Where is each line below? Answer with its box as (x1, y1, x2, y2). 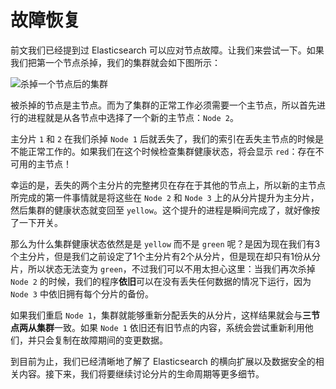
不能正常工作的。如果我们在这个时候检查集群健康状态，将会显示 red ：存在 (10, 145, 316, 157)
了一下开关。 (10, 216, 63, 228)
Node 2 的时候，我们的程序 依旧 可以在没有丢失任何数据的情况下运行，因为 (10, 275, 312, 287)
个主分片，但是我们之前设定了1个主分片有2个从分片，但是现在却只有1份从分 (10, 250, 321, 262)
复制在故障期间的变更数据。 (53, 334, 168, 346)
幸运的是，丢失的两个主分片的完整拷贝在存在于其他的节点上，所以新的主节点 (10, 179, 326, 191)
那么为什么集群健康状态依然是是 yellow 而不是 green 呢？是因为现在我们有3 (10, 237, 321, 250)
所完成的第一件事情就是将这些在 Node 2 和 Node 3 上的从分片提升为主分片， (10, 191, 320, 203)
